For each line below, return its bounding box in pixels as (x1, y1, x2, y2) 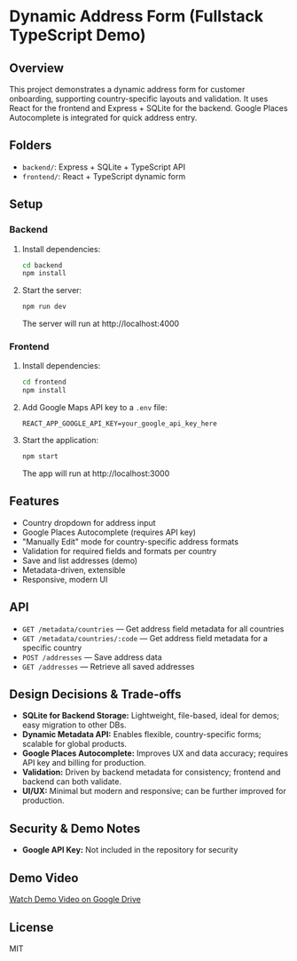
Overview (9, 60, 65, 75)
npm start (21, 452, 59, 461)
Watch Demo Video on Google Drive (9, 894, 142, 905)
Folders (9, 138, 52, 153)
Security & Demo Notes (9, 821, 141, 836)
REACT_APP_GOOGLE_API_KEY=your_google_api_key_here (21, 419, 217, 428)
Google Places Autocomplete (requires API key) (21, 527, 197, 537)
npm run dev (21, 302, 66, 312)
